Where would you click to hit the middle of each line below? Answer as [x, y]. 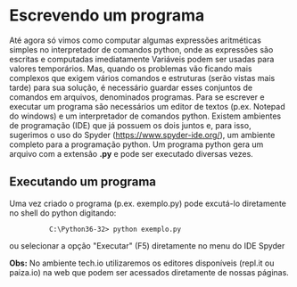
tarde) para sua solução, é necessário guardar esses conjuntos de [131, 87]
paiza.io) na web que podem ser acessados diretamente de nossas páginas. [149, 272]
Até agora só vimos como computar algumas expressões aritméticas [135, 40]
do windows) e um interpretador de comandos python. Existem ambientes [145, 116]
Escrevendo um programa [107, 16]
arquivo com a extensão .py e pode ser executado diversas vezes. [132, 153]
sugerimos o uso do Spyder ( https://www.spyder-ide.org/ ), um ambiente [142, 135]
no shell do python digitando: [63, 213]
